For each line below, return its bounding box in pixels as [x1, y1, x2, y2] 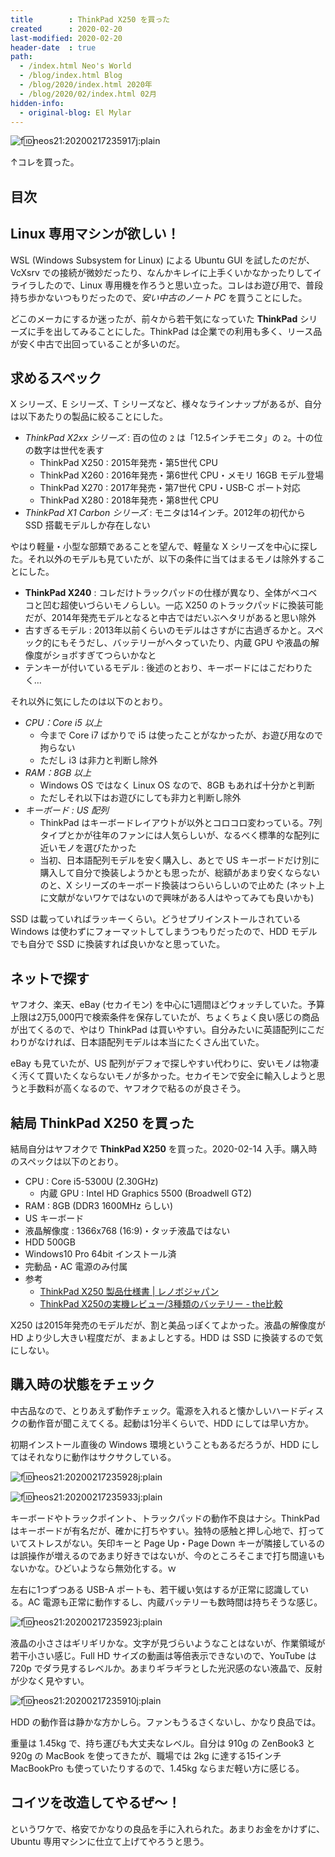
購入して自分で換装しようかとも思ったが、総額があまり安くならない [39, 867, 320, 879]
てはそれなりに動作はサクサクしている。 [10, 1451, 177, 1463]
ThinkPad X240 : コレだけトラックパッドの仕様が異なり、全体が [24, 587, 292, 599]
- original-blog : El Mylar [19, 107, 132, 118]
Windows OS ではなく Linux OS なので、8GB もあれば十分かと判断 [39, 779, 315, 791]
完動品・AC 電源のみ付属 [24, 1261, 128, 1273]
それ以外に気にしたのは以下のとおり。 [10, 696, 168, 708]
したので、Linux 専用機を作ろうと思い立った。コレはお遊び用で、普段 [36, 279, 324, 291]
